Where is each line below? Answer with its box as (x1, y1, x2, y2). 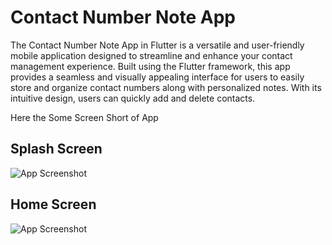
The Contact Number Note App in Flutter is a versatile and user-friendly (10, 39, 305, 51)
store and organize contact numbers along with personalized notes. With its (10, 81, 322, 93)
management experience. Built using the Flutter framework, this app (10, 60, 291, 72)
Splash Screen (10, 141, 103, 158)
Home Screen (10, 196, 97, 213)
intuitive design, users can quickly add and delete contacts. (10, 92, 256, 104)
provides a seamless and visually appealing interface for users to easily (10, 71, 305, 83)
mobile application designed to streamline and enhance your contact (10, 49, 293, 61)
